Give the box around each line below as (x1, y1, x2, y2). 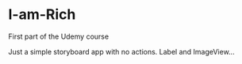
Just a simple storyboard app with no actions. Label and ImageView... (8, 47, 236, 56)
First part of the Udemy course (8, 32, 109, 41)
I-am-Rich (8, 6, 76, 24)
